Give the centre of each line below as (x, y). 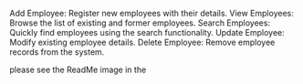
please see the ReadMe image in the (78, 69)
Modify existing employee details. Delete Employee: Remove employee (142, 42)
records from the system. (57, 52)
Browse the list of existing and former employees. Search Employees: (140, 23)
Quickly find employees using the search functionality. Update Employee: (147, 32)
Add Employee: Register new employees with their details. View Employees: (151, 13)
